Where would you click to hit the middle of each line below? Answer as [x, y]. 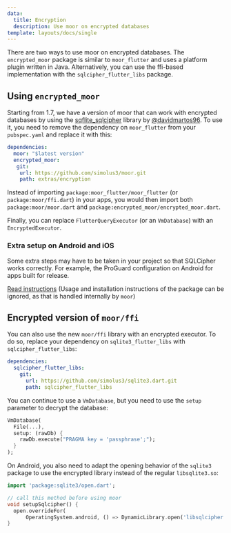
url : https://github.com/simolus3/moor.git [83, 173]
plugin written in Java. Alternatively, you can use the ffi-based [96, 67]
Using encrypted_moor [53, 96]
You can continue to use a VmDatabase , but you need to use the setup [104, 400]
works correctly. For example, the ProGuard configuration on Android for [110, 268]
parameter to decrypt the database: [58, 408]
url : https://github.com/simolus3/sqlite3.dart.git [101, 381]
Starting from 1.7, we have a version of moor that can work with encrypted [112, 113]
